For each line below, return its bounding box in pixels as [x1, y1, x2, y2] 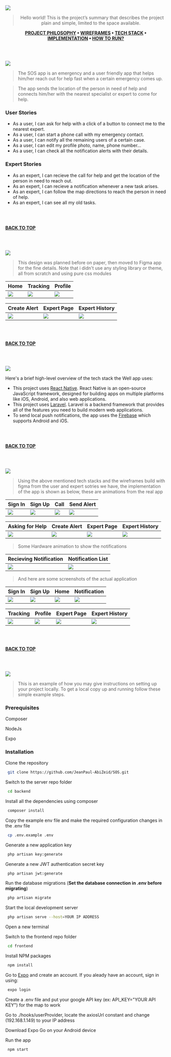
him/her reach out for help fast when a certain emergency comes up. [17, 76, 163, 81]
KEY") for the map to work [5, 1002, 61, 1008]
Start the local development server [5, 905, 78, 911]
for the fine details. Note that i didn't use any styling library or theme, [17, 265, 163, 271]
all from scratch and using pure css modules [17, 270, 112, 277]
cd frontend [7, 944, 33, 949]
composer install [7, 808, 44, 813]
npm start [7, 1047, 29, 1052]
